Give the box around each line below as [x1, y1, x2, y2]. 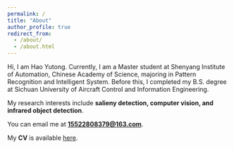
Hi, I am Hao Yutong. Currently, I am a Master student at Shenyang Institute [7, 63, 226, 71]
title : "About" [7, 17, 52, 24]
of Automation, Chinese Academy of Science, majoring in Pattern [7, 70, 197, 78]
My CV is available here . [7, 133, 78, 142]
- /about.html [13, 43, 55, 50]
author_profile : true [7, 23, 71, 30]
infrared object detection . [7, 107, 84, 114]
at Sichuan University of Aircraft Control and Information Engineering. [7, 85, 209, 93]
